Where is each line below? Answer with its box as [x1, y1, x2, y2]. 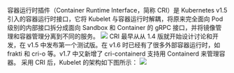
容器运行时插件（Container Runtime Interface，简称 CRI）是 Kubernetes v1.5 [7, 6, 228, 14]
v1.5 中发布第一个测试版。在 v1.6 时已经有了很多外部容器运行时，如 [27, 41, 221, 49]
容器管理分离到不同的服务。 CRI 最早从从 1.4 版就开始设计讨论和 [19, 32, 213, 40]
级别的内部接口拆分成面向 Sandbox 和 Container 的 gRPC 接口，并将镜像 [7, 24, 216, 31]
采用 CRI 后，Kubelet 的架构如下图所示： [20, 58, 138, 66]
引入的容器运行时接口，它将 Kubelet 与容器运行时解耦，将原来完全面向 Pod [7, 15, 224, 23]
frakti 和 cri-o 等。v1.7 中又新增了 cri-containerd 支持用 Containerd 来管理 [7, 49, 220, 58]
